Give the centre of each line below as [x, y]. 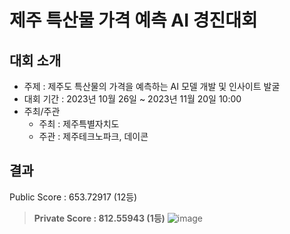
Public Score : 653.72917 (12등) [73, 197]
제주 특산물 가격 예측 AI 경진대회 [133, 20]
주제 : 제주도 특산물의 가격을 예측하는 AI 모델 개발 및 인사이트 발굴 [152, 86]
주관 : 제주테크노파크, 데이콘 [93, 136]
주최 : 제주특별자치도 [79, 124]
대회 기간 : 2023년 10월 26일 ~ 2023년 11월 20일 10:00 [132, 99]
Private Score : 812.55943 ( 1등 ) [99, 218]
